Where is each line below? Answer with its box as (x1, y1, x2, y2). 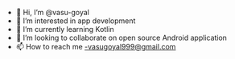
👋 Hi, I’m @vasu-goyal (15, 8, 90, 17)
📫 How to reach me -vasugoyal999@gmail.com (15, 42, 176, 51)
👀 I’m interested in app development (15, 16, 136, 26)
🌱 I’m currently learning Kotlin (15, 25, 114, 33)
